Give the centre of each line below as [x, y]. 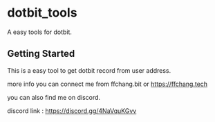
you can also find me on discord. [54, 97]
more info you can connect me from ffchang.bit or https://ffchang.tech [107, 84]
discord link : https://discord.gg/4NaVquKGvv [72, 111]
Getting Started [41, 54]
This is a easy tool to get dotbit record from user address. [89, 70]
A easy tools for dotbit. [40, 32]
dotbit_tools [42, 13]
